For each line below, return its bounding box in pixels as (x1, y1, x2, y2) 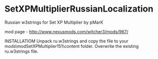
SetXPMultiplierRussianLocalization (4, 3, 154, 15)
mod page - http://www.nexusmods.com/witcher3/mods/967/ (4, 29, 128, 34)
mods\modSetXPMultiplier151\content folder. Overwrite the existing (4, 43, 139, 49)
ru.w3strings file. (4, 48, 38, 54)
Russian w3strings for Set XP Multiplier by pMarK (4, 19, 104, 25)
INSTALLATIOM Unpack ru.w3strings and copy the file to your (4, 38, 129, 44)
